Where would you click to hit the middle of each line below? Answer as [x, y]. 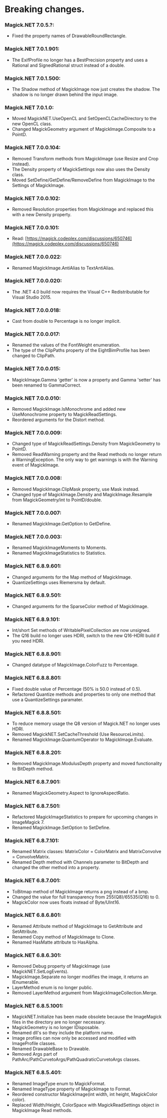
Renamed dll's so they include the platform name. [63, 1033]
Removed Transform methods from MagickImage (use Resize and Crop [85, 158]
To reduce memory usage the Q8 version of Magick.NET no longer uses [86, 724]
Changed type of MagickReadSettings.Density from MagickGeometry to [86, 444]
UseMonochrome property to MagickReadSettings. [64, 414]
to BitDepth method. [32, 769]
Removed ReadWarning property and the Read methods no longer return [87, 454]
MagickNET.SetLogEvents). [40, 972]
